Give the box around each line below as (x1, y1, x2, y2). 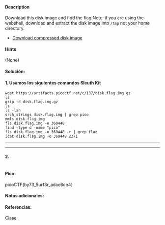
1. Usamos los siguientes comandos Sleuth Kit (5, 79, 101, 86)
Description (5, 4, 30, 10)
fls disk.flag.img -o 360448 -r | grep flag (5, 130, 98, 135)
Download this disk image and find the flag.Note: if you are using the (5, 15, 144, 21)
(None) (5, 57, 20, 63)
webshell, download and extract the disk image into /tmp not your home (5, 20, 150, 26)
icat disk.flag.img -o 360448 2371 (5, 134, 78, 139)
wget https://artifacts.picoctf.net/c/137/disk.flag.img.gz (5, 91, 131, 96)
